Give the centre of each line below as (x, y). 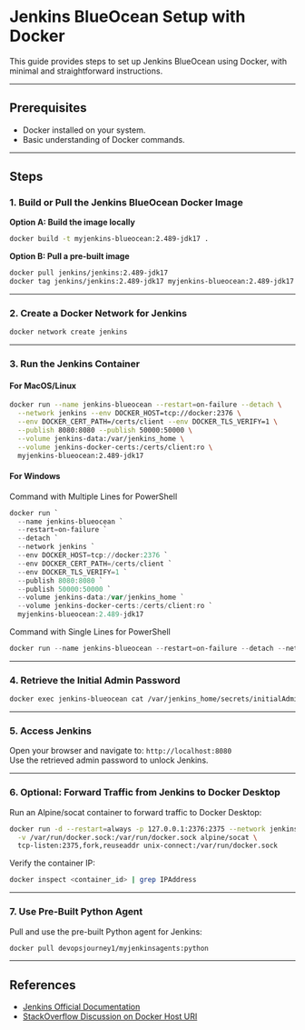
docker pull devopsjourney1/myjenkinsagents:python (109, 948)
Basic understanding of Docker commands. (103, 139)
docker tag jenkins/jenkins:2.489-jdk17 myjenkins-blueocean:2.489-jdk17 (152, 282)
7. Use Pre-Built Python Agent (76, 912)
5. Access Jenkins (51, 731)
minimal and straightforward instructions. (86, 71)
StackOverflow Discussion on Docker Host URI (110, 1016)
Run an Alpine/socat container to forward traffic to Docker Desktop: (136, 812)
